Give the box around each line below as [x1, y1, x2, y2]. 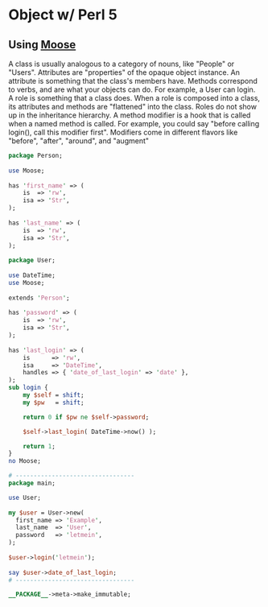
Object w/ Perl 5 [8, 6, 118, 24]
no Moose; [8, 457, 42, 465]
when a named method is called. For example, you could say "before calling [8, 119, 260, 128]
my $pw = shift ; [23, 398, 85, 407]
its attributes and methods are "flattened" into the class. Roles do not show [8, 102, 258, 111]
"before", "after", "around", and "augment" [8, 136, 150, 146]
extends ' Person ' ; [8, 294, 70, 302]
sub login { [8, 384, 48, 392]
